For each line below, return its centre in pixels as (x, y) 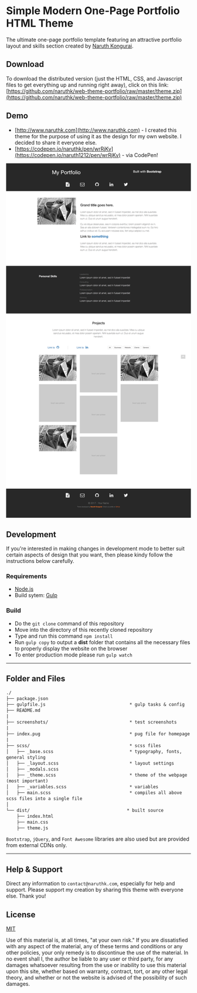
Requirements (27, 576)
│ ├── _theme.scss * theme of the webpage (97, 775)
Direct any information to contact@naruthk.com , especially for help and (91, 884)
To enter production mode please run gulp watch (74, 655)
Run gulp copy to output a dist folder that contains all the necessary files (102, 642)
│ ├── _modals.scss (33, 769)
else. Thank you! (26, 896)
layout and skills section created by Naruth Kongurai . (70, 46)
